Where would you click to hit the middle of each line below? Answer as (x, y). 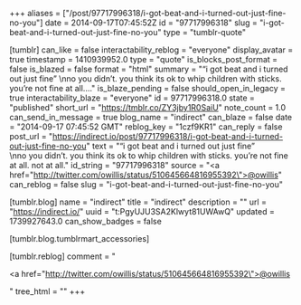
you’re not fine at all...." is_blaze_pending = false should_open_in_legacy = (148, 88)
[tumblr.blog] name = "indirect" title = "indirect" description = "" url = (138, 202)
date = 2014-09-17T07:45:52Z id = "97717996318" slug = (151, 23)
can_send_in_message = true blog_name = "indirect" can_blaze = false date (151, 117)
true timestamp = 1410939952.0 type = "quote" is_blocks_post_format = (144, 59)
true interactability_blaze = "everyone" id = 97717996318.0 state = (132, 98)
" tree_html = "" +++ (47, 291)
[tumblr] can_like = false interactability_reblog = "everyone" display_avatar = (151, 50)
